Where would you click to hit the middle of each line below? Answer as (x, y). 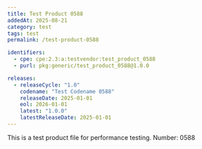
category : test (30, 27)
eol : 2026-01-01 (44, 105)
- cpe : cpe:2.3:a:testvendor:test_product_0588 (85, 59)
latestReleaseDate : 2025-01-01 (66, 118)
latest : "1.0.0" (44, 111)
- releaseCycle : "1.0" (47, 85)
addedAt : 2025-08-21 (38, 20)
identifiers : (26, 53)
